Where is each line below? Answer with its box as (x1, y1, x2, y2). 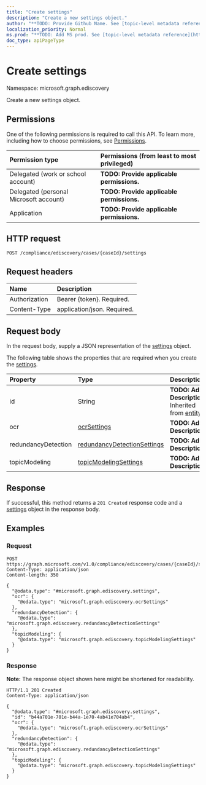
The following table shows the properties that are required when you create (6, 354, 197, 361)
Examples (6, 523, 45, 534)
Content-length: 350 (6, 572, 59, 578)
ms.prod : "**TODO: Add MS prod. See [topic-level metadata (6, 32, 161, 38)
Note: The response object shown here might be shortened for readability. (6, 675, 194, 682)
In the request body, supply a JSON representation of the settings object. (6, 342, 191, 350)
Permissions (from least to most (100, 151, 197, 160)
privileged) (100, 159, 134, 168)
